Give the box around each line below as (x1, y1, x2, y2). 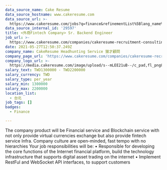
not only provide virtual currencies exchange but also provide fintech (5, 133, 147, 139)
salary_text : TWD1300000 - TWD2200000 (5, 68, 85, 73)
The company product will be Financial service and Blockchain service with (5, 127, 160, 133)
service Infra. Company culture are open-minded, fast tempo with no (5, 138, 146, 144)
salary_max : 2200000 (5, 86, 48, 91)
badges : (5, 105, 21, 110)
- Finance (9, 109, 30, 115)
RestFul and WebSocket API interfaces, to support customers (5, 159, 131, 165)
